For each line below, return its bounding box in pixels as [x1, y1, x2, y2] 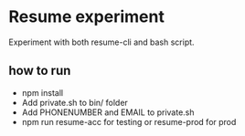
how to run [8, 63, 71, 78]
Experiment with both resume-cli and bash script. [8, 37, 195, 47]
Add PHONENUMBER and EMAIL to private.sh [21, 107, 195, 118]
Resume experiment [8, 6, 165, 27]
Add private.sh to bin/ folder [21, 97, 129, 108]
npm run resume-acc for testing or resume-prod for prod [21, 116, 237, 127]
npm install [21, 87, 64, 98]
